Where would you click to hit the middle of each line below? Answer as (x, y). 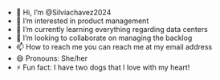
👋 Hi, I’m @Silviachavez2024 (63, 12)
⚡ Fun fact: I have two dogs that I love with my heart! (103, 67)
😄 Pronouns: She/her (52, 58)
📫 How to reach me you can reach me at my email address (114, 47)
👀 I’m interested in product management (82, 21)
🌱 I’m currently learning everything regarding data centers (112, 29)
